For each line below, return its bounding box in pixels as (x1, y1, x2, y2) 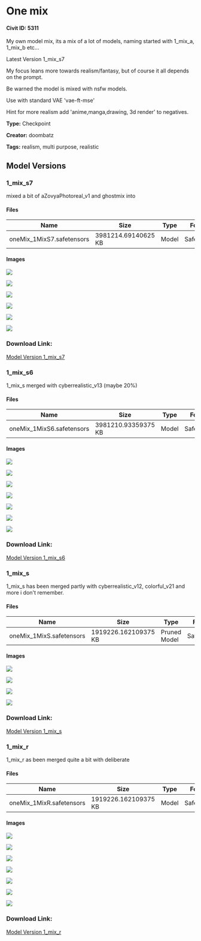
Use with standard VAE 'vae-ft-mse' (6, 97, 95, 104)
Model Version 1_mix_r (6, 928, 62, 936)
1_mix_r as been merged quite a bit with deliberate (6, 756, 130, 764)
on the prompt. (6, 74, 43, 81)
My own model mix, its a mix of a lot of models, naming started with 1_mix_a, (6, 38, 194, 45)
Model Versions (6, 161, 66, 171)
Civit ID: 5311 (6, 24, 39, 31)
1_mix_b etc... (6, 44, 39, 52)
